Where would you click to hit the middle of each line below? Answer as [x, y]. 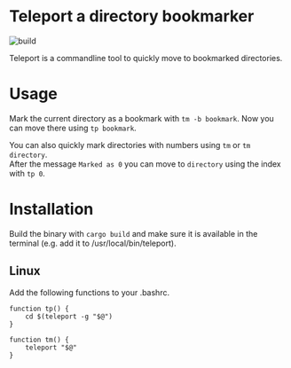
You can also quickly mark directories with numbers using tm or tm [130, 145]
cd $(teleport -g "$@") [69, 317]
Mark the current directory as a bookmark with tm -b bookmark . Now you [142, 118]
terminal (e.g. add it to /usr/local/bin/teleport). [93, 243]
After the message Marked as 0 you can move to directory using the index [145, 164]
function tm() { [39, 340]
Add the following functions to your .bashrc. [90, 292]
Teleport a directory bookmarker [132, 16]
